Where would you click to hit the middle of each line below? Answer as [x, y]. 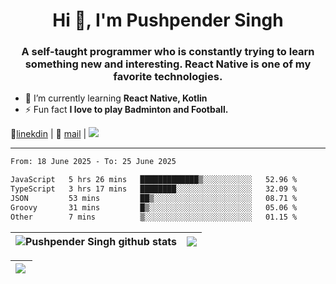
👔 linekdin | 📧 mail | [48, 134]
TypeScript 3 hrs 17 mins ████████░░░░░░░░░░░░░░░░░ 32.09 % [154, 189]
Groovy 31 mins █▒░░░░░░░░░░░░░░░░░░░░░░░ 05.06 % [154, 207]
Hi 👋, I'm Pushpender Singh [168, 20]
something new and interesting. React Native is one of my [168, 64]
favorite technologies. [168, 77]
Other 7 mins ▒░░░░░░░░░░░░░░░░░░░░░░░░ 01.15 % [154, 217]
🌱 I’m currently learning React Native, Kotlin [116, 98]
